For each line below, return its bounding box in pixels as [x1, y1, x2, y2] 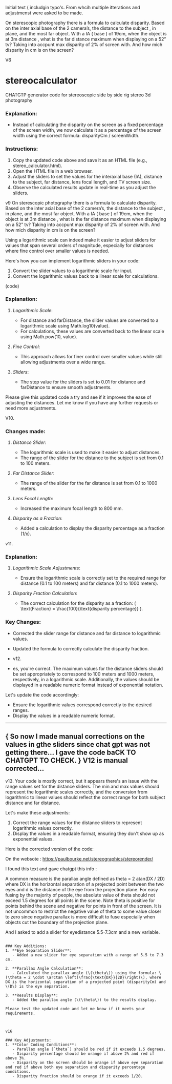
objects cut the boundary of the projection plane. [5, 919, 109, 925]
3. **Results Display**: [5, 993, 58, 998]
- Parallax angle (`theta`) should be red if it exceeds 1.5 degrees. [12, 1047, 166, 1052]
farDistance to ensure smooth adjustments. [20, 384, 112, 390]
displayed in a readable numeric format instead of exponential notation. [12, 682, 163, 688]
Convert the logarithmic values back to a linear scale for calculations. [12, 273, 159, 279]
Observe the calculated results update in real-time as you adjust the [12, 184, 156, 190]
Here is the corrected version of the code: [5, 846, 94, 852]
